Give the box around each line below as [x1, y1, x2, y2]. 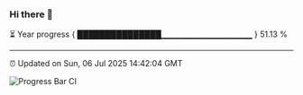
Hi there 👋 [9, 8, 54, 21]
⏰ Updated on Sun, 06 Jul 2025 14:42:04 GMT [9, 58, 183, 69]
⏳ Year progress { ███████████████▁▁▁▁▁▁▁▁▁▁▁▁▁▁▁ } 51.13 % [9, 29, 289, 39]
